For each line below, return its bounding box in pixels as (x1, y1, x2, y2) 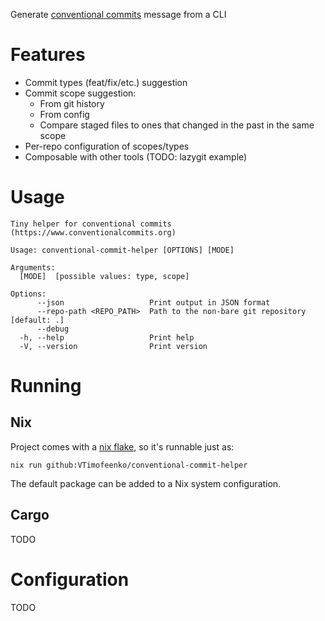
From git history (39, 97, 105, 109)
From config (39, 108, 90, 120)
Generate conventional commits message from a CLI (10, 9, 227, 20)
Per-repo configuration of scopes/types (24, 140, 190, 152)
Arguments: (10, 262, 56, 273)
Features (10, 44, 86, 66)
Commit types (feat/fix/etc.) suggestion (24, 76, 188, 88)
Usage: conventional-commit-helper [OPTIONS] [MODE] (10, 245, 235, 255)
